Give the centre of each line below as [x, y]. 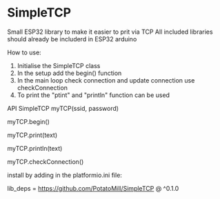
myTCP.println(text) [35, 148]
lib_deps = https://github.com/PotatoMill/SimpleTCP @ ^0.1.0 [93, 188]
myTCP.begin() [28, 121]
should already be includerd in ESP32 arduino [72, 39]
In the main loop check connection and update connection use [106, 80]
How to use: [24, 52]
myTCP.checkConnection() [46, 161]
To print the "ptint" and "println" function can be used [93, 95]
